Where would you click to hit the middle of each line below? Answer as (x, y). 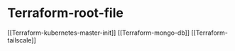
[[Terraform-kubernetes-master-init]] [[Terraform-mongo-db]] (99, 33)
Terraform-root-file (66, 13)
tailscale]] (22, 40)
